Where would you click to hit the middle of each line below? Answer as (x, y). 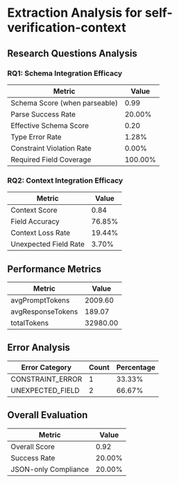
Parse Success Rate (43, 114)
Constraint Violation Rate (51, 148)
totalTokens (30, 323)
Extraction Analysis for (75, 13)
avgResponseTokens (44, 312)
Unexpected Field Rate (48, 244)
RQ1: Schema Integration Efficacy (65, 73)
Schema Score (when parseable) (64, 102)
